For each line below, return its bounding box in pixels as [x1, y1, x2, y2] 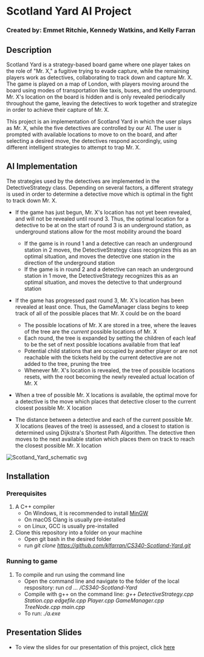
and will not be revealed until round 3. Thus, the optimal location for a [15, 215, 189, 222]
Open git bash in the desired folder [24, 535, 112, 543]
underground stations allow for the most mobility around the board [15, 228, 182, 235]
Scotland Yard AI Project [6, 4, 132, 18]
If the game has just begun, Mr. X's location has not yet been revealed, [15, 208, 192, 216]
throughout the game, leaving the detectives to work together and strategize [6, 99, 197, 107]
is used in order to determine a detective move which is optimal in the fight [6, 190, 193, 198]
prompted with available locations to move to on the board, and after [6, 131, 178, 138]
